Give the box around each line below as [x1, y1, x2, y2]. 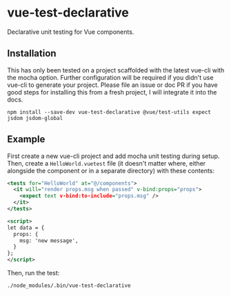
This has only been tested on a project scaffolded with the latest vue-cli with [7, 66, 225, 74]
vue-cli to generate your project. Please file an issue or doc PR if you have [7, 81, 219, 89]
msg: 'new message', [19, 237, 79, 244]
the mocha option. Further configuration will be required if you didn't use [7, 73, 214, 81]
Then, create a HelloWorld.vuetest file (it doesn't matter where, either [7, 159, 206, 167]
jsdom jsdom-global [7, 115, 63, 121]
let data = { [7, 224, 45, 231]
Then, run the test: [7, 269, 60, 277]
